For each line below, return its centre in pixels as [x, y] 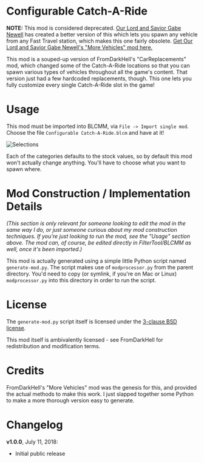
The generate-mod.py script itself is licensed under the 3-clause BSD [92, 321]
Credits [25, 370]
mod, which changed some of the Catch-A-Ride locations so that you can [98, 66]
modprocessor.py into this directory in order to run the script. [81, 280]
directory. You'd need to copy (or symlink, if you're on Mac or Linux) [92, 274]
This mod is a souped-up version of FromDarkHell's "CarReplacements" [96, 59]
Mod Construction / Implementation [98, 194]
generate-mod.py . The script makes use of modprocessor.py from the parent [100, 267]
